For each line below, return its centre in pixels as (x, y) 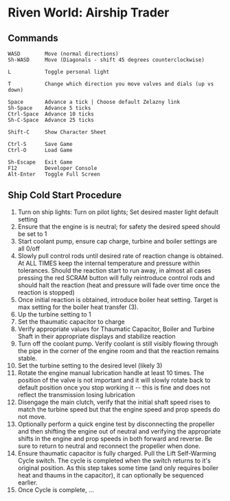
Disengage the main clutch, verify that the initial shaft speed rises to (114, 402)
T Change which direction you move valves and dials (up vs (111, 84)
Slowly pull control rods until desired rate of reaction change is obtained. (120, 255)
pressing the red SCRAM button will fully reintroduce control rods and (116, 277)
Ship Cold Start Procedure (65, 195)
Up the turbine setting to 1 (54, 314)
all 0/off (29, 248)
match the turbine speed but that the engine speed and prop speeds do (119, 409)
